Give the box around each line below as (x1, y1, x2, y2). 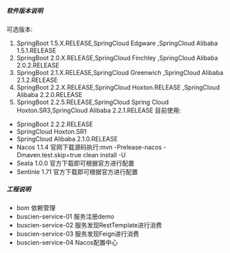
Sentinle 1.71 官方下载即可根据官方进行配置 (16, 167, 139, 176)
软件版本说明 (6, 6, 43, 15)
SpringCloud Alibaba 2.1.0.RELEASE (16, 134, 118, 143)
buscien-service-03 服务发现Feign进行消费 (16, 229, 140, 238)
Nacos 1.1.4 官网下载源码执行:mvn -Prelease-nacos (16, 143, 162, 151)
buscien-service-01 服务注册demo (16, 212, 115, 220)
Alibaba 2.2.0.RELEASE (16, 90, 83, 98)
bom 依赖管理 (16, 203, 56, 211)
